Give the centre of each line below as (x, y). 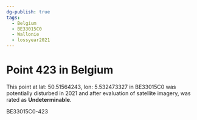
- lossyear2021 (31, 40)
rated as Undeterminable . (39, 99)
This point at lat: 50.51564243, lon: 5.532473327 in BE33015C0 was (91, 87)
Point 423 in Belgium (60, 70)
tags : (13, 18)
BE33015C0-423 (27, 111)
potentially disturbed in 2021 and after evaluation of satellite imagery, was (98, 93)
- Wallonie (26, 35)
